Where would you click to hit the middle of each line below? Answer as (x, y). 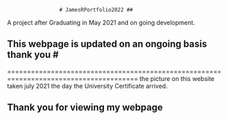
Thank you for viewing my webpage (85, 107)
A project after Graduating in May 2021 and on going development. (101, 23)
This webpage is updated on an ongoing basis (107, 44)
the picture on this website (177, 78)
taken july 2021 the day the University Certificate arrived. (87, 86)
